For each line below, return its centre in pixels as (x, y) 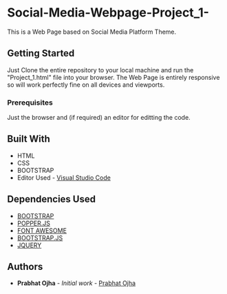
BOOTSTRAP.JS (40, 238)
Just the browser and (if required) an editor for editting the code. (99, 118)
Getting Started (41, 53)
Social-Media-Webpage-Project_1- (108, 13)
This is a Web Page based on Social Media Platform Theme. (92, 32)
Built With (29, 139)
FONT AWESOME (42, 230)
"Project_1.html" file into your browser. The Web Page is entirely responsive (113, 77)
